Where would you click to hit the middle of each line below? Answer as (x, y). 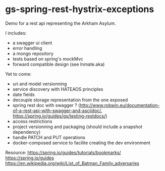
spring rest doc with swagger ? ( (46, 105)
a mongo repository (33, 53)
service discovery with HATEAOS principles (58, 89)
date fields (23, 94)
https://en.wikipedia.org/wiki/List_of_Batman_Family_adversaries (72, 163)
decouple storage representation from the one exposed (70, 100)
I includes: (16, 33)
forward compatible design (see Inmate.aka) (59, 64)
